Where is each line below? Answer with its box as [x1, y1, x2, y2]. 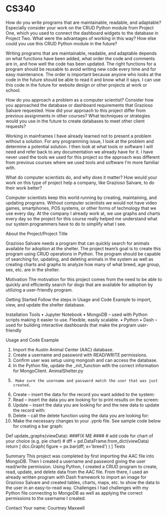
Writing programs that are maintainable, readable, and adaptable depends [5, 50, 157, 56]
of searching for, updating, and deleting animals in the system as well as [5, 256, 154, 262]
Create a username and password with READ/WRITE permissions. [12, 352, 148, 358]
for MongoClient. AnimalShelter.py [12, 368, 83, 374]
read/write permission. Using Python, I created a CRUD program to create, [5, 463, 158, 469]
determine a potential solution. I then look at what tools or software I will [5, 143, 153, 149]
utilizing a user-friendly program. [5, 287, 74, 293]
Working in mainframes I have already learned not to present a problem [5, 133, 152, 139]
